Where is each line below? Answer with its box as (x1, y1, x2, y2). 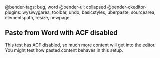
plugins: (5, 9, 21, 15)
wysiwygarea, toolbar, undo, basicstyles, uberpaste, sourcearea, (22, 9, 156, 15)
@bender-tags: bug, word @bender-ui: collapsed (5, 4, 106, 10)
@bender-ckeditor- (107, 4, 147, 10)
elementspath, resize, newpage (5, 15, 70, 20)
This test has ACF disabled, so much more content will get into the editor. (5, 42, 156, 48)
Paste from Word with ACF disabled (5, 29, 118, 37)
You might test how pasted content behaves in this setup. (5, 47, 123, 53)
